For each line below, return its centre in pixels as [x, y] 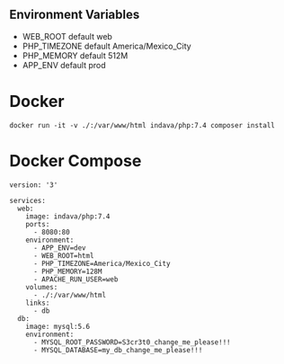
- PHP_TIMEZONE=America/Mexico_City [102, 263]
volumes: [42, 287]
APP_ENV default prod [64, 65]
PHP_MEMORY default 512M [75, 55]
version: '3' [34, 185]
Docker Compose [75, 160]
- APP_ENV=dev [60, 248]
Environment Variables [75, 15]
